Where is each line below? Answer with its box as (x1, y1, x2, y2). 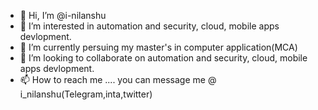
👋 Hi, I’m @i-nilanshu (19, 10, 107, 21)
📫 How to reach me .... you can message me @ (19, 74, 217, 85)
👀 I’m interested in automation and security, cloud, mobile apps (19, 20, 280, 32)
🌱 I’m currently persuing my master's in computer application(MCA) (19, 41, 298, 53)
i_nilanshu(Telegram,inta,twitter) (19, 88, 153, 100)
